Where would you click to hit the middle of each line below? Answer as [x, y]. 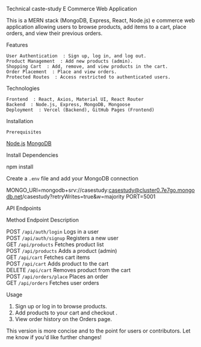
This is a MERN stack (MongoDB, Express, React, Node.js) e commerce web [101, 20]
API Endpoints [24, 208]
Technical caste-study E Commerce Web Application [72, 9]
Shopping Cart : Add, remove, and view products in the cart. [87, 66]
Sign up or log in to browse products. [61, 306]
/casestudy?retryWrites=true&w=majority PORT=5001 [89, 196]
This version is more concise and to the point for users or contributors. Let [98, 331]
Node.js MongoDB [29, 143]
